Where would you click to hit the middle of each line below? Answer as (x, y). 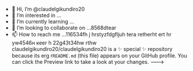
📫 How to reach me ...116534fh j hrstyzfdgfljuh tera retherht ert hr (92, 34)
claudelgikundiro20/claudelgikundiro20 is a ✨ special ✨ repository (92, 49)
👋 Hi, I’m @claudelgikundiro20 (48, 9)
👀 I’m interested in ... (36, 15)
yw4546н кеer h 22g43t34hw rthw (54, 43)
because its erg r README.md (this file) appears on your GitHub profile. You (99, 55)
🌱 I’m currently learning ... (43, 21)
